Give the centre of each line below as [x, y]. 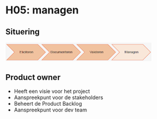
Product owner [33, 77]
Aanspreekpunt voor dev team [50, 110]
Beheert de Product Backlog [48, 104]
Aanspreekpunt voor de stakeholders [58, 97]
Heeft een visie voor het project [52, 92]
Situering [23, 32]
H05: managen [42, 10]
